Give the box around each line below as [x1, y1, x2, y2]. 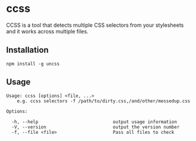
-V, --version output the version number [11, 124, 180, 130]
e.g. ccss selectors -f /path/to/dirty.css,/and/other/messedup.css [17, 98, 191, 104]
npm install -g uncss [6, 61, 60, 67]
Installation [6, 45, 49, 55]
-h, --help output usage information [11, 118, 178, 125]
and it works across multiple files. [6, 27, 89, 35]
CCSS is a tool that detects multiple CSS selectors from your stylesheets [6, 21, 184, 29]
